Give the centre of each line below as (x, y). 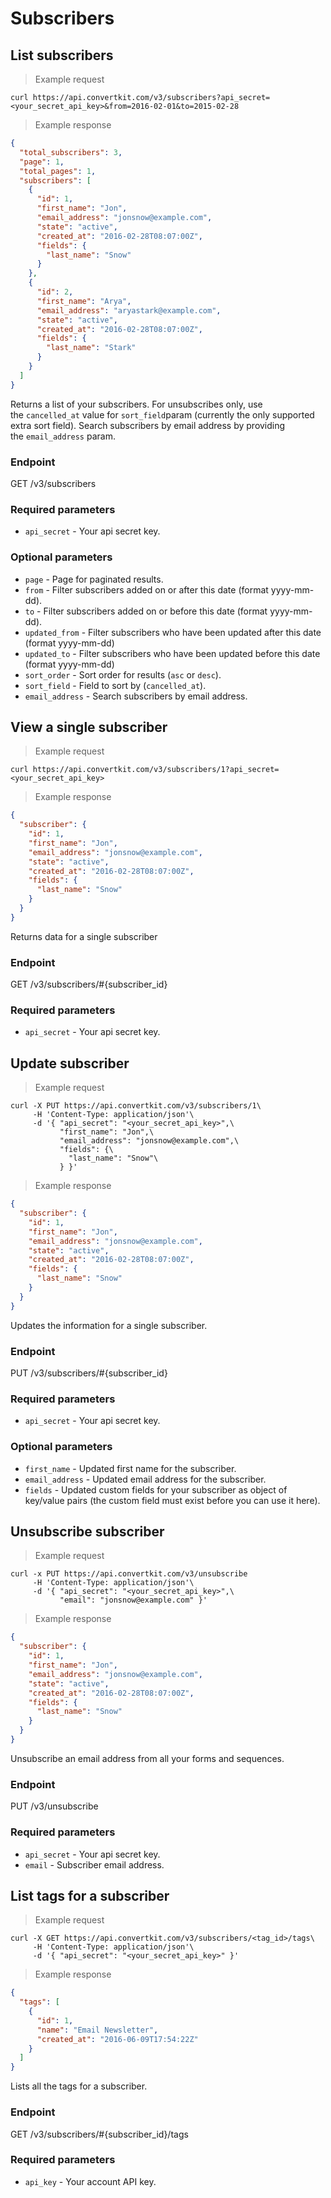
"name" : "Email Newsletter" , (97, 2030)
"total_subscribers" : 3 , (71, 152)
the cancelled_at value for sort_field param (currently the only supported (162, 414)
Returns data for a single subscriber (84, 936)
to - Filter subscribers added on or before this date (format (146, 611)
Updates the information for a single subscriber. (109, 1325)
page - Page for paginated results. (94, 579)
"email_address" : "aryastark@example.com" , (129, 310)
